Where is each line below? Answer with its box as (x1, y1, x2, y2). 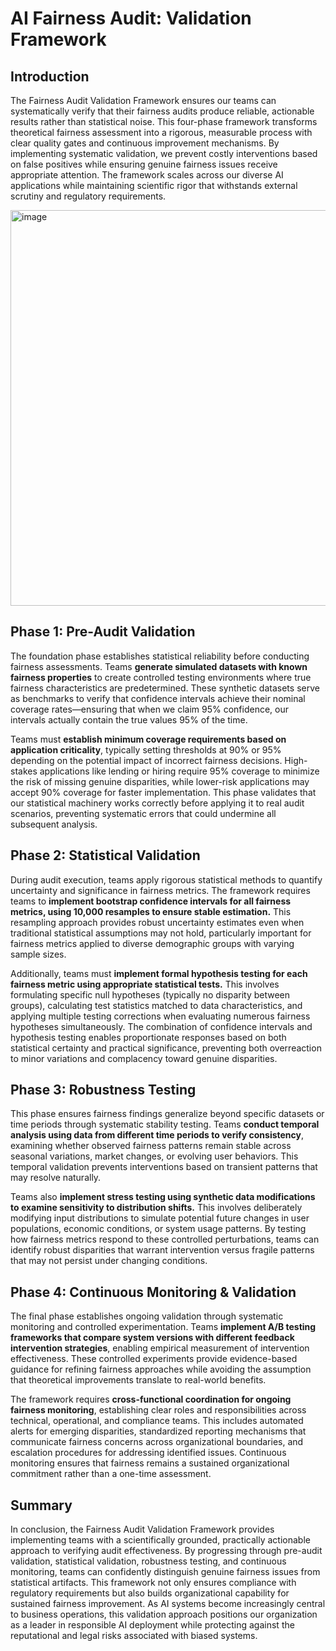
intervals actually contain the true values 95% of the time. (10, 713, 248, 726)
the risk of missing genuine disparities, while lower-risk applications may (10, 775, 310, 787)
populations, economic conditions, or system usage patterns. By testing (10, 1223, 307, 1235)
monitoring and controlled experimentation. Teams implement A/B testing (10, 1321, 317, 1333)
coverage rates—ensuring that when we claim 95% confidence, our (10, 703, 289, 715)
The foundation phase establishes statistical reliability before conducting (10, 650, 310, 662)
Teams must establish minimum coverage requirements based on (10, 733, 287, 745)
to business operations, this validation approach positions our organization (10, 1608, 318, 1621)
